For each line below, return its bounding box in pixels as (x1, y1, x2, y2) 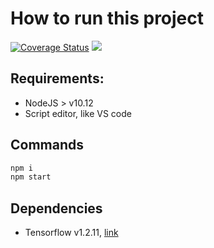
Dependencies (10, 200, 103, 217)
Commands (10, 137, 85, 154)
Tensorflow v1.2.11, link (24, 227, 119, 239)
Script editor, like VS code (24, 107, 132, 119)
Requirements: (10, 70, 105, 87)
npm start (10, 172, 52, 182)
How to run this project (10, 7, 205, 30)
